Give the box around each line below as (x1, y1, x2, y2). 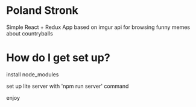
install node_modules (6, 70, 59, 78)
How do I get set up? (6, 51, 110, 65)
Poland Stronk (6, 4, 78, 17)
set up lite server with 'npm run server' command (6, 82, 129, 90)
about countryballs (6, 29, 53, 37)
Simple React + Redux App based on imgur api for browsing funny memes (6, 23, 191, 31)
